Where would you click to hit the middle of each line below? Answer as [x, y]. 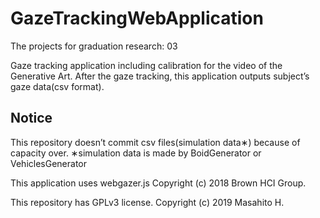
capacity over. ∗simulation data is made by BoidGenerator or [136, 153]
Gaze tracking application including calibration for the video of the [146, 65]
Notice [31, 118]
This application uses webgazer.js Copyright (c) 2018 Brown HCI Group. [158, 183]
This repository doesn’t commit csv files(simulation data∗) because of [155, 142]
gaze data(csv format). [57, 86]
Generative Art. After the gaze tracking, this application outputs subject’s [160, 76]
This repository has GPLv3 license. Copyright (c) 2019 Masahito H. [147, 202]
